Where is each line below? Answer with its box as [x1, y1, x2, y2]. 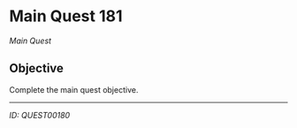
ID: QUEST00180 [9, 109, 71, 120]
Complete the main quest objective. [9, 84, 139, 94]
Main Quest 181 [9, 6, 123, 26]
